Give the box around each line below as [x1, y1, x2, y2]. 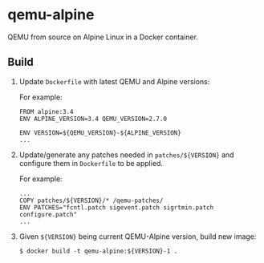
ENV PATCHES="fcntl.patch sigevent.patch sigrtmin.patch [18, 203, 214, 212]
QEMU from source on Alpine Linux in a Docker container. [7, 32, 198, 42]
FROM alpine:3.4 [18, 107, 74, 115]
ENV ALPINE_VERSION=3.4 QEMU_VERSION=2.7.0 [18, 115, 168, 123]
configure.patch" [18, 210, 78, 218]
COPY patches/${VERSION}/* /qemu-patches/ [18, 196, 164, 204]
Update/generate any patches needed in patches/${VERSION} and [18, 150, 234, 160]
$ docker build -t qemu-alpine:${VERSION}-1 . [18, 247, 178, 255]
